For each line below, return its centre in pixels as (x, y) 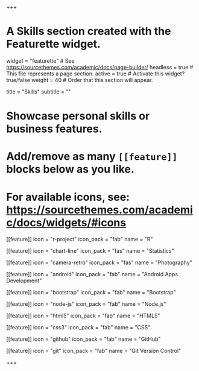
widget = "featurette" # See (40, 60)
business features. (54, 129)
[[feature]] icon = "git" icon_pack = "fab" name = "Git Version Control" (94, 351)
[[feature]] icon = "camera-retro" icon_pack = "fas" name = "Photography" (99, 262)
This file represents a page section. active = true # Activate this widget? (96, 74)
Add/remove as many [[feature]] (92, 157)
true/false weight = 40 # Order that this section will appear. (80, 80)
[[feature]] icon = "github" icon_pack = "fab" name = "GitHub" (84, 339)
